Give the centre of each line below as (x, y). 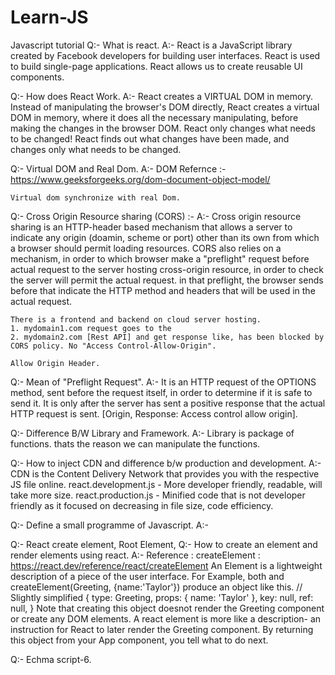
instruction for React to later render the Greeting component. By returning (162, 629)
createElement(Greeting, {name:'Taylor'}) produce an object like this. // (156, 587)
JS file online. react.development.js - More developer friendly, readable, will (166, 484)
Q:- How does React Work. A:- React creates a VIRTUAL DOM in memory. (162, 96)
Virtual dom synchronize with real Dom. (96, 197)
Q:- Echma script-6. (51, 659)
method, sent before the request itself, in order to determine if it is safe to (161, 392)
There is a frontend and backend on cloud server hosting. (136, 319)
